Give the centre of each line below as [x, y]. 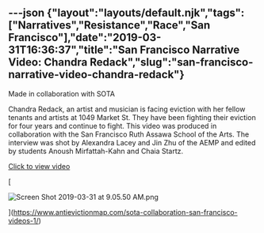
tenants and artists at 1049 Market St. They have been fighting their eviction [132, 117]
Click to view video [39, 166]
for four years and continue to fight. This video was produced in [113, 126]
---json [27, 13]
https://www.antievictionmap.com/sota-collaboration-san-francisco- [125, 212]
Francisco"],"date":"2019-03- [85, 38]
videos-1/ [23, 220]
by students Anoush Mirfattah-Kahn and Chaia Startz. [96, 151]
